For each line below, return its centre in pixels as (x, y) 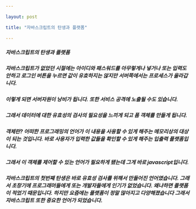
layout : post (22, 17)
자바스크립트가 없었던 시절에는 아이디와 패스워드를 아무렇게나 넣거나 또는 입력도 (96, 68)
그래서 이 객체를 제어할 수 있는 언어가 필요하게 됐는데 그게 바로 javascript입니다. (97, 162)
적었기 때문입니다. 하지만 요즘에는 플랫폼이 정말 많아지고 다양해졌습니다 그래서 (100, 193)
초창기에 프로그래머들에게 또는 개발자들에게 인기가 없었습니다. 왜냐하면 (92, 186)
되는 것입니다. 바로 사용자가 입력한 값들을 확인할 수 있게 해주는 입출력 (90, 139)
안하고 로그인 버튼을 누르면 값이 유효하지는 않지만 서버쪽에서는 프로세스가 (89, 76)
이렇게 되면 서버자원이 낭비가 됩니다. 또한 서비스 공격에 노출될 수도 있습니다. (92, 99)
